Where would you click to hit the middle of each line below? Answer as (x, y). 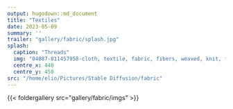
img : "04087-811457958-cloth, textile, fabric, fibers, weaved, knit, (118, 59)
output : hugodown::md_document (52, 14)
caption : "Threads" (42, 53)
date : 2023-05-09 (32, 26)
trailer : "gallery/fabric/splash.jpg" (63, 40)
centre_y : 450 (34, 72)
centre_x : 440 (34, 65)
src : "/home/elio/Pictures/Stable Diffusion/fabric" (85, 78)
